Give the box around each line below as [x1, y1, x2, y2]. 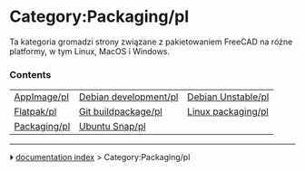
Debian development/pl [78, 90, 179, 103]
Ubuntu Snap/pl [78, 120, 147, 133]
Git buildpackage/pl [78, 106, 163, 119]
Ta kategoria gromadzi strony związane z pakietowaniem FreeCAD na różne [9, 36, 293, 47]
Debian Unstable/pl [187, 90, 270, 103]
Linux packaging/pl [187, 106, 270, 119]
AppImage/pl [14, 90, 70, 103]
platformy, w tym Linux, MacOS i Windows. [9, 45, 171, 56]
